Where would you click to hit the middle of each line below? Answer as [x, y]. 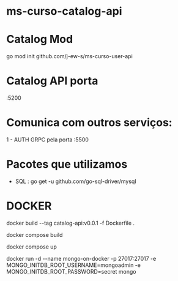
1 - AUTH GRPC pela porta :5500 [47, 140]
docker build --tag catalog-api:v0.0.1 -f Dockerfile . [71, 223]
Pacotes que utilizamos [67, 164]
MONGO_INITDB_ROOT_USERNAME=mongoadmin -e [73, 265]
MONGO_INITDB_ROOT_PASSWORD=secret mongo [71, 271]
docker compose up [32, 247]
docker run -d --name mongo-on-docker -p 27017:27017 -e [81, 258]
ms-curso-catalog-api [64, 11]
